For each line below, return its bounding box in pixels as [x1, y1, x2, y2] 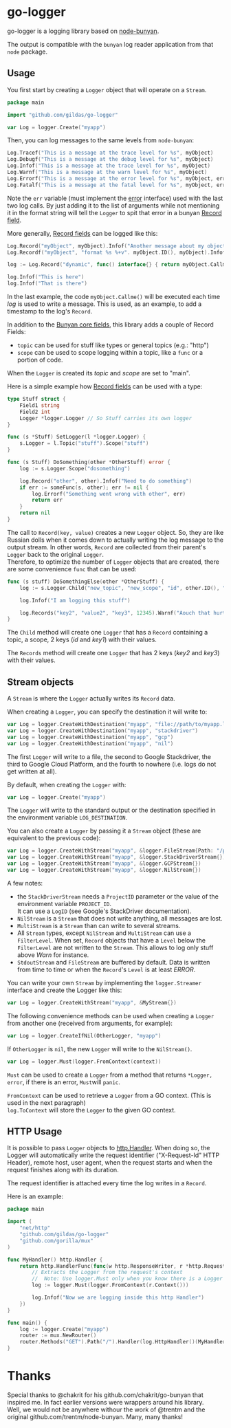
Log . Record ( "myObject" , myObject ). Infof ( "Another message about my [7, 242, 205, 250]
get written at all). [7, 767, 57, 776]
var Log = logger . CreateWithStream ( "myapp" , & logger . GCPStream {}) [7, 860, 201, 867]
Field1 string [19, 402, 60, 409]
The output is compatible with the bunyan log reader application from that [7, 40, 214, 48]
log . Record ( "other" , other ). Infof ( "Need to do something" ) [19, 477, 192, 485]
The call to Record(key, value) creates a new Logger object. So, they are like [7, 528, 224, 536]
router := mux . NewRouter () [19, 1332, 97, 1339]
